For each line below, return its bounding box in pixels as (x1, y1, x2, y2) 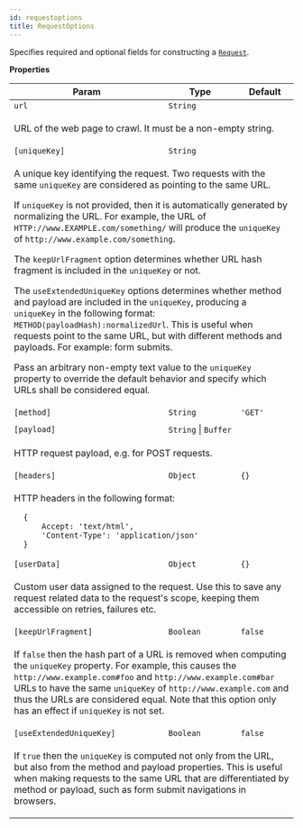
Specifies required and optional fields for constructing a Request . (9, 46, 250, 57)
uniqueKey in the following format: (14, 307, 156, 319)
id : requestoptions (9, 13, 83, 23)
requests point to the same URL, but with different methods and (14, 329, 282, 342)
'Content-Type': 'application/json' (41, 529, 199, 540)
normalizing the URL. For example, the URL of (14, 209, 207, 222)
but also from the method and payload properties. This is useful (14, 760, 283, 773)
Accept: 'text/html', (41, 520, 134, 531)
